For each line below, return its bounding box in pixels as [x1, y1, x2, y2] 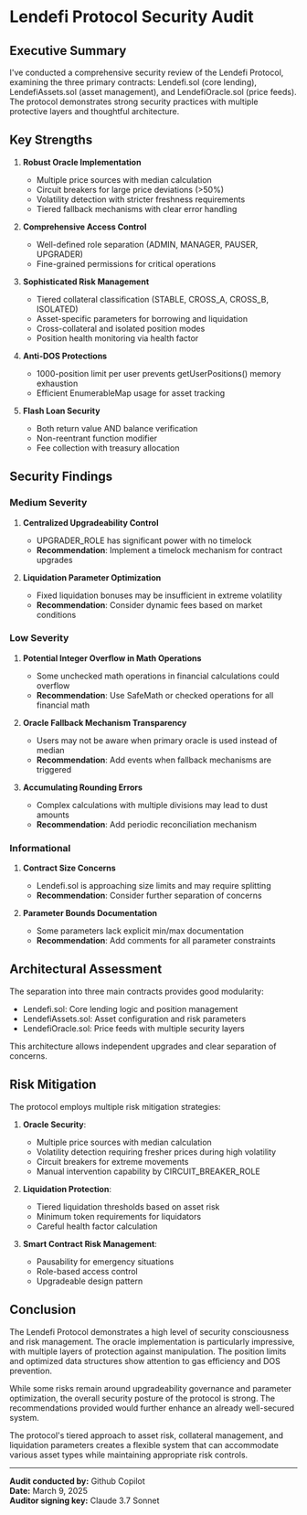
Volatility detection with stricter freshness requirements [36, 194, 246, 205]
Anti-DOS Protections [22, 350, 108, 361]
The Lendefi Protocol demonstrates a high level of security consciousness [9, 1326, 290, 1337]
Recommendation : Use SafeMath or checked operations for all [36, 689, 274, 700]
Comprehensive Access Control [22, 221, 147, 232]
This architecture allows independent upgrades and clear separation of [9, 1040, 277, 1051]
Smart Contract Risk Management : [22, 1238, 157, 1249]
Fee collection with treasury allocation [36, 442, 180, 453]
